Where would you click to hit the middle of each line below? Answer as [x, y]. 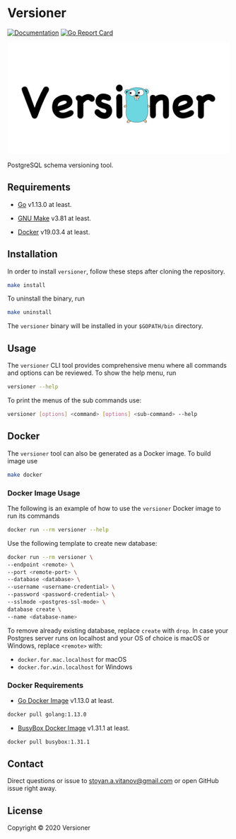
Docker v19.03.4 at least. [54, 232]
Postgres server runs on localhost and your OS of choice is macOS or [108, 638]
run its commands [34, 516]
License [25, 810]
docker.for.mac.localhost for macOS [72, 659]
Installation [33, 254]
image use [23, 461]
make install [26, 285]
